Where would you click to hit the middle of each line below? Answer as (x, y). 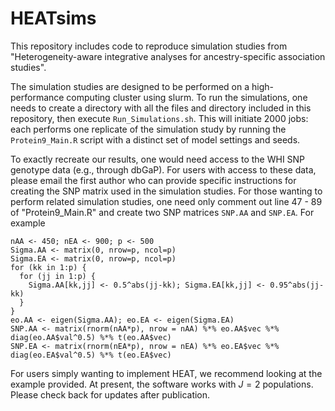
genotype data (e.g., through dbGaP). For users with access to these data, (163, 169)
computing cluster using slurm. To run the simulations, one (187, 97)
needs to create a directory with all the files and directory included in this (161, 108)
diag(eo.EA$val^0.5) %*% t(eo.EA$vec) (91, 355)
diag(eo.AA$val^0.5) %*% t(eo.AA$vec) (91, 337)
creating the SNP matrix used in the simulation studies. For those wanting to (166, 191)
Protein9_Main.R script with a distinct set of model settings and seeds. (155, 139)
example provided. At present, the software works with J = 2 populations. (162, 384)
